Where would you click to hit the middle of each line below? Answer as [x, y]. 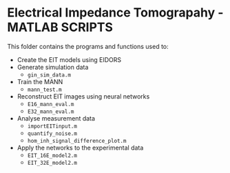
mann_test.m [44, 90]
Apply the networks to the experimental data [80, 147]
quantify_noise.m [52, 133]
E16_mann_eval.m [51, 104]
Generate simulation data [53, 67]
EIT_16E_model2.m [52, 155]
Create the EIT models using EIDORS [69, 59]
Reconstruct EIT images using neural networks [83, 96]
